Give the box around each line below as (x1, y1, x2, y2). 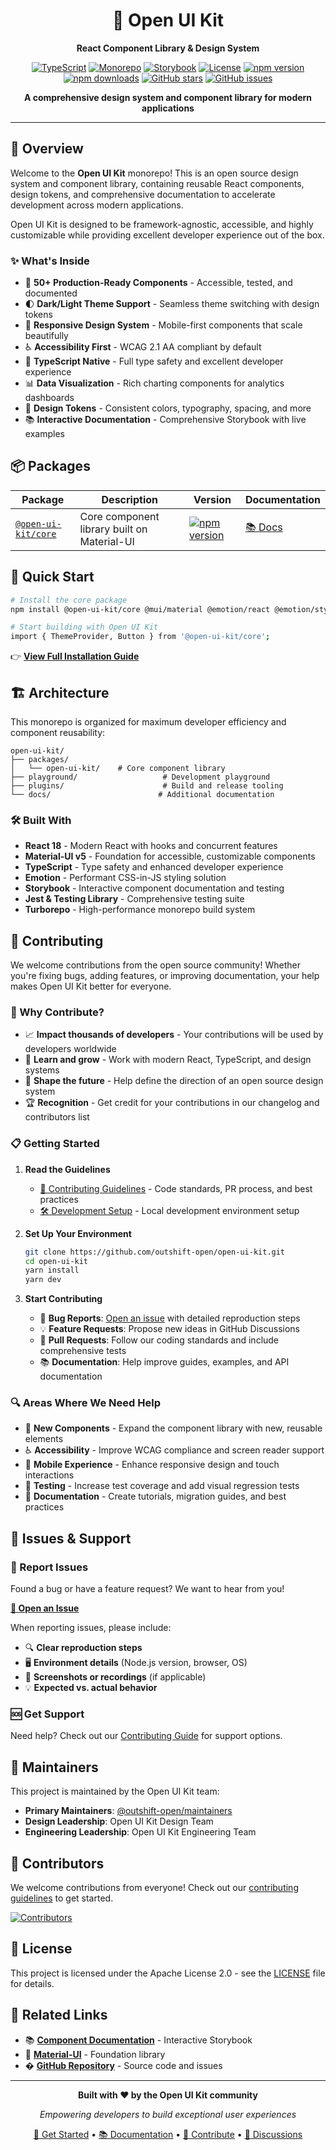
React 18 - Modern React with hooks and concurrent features (24, 840, 278, 852)
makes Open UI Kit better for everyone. (10, 980, 172, 993)
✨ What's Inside (10, 254, 90, 268)
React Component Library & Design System (76, 42, 260, 54)
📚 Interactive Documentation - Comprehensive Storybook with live (24, 414, 307, 426)
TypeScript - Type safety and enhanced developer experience (24, 861, 284, 873)
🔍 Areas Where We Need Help (10, 1396, 161, 1410)
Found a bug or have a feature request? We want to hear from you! (10, 1583, 285, 1595)
